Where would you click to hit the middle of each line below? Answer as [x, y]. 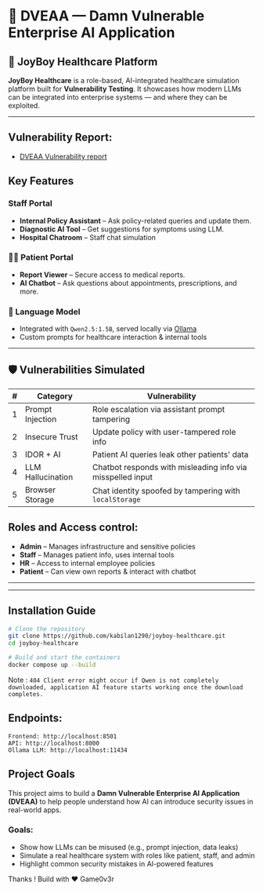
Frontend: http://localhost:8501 [63, 736]
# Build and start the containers [65, 658]
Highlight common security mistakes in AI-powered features [116, 863]
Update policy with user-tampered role [164, 432]
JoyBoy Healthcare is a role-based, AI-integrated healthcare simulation [124, 80]
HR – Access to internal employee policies [87, 563]
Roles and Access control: [73, 528]
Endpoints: [35, 719]
